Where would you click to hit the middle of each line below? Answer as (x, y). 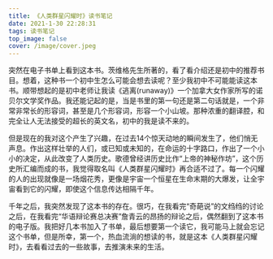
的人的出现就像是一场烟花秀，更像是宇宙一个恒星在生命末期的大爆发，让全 (133, 179)
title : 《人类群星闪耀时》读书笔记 (61, 16)
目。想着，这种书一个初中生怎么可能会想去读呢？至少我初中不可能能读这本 (133, 80)
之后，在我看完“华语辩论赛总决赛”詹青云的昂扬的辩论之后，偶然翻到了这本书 (136, 217)
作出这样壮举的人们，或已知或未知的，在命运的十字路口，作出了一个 (143, 149)
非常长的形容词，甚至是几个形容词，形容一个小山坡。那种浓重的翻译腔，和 (140, 111)
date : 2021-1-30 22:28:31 (52, 24)
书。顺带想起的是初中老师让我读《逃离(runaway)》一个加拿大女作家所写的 (132, 91)
